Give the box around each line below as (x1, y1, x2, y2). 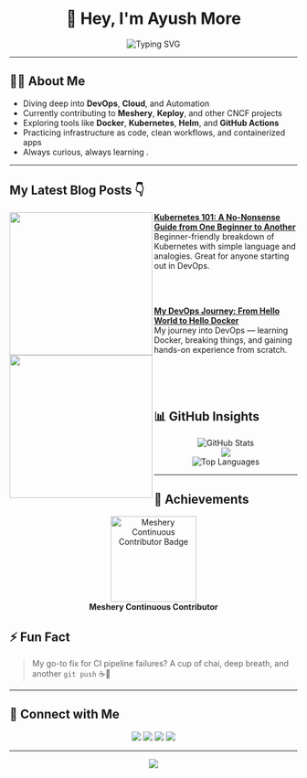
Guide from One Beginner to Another (153, 221, 296, 232)
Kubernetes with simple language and (153, 240, 297, 251)
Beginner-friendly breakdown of (153, 230, 275, 241)
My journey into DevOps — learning (153, 325, 289, 336)
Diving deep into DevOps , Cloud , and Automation (22, 98, 210, 109)
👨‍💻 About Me (9, 73, 86, 90)
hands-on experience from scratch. (153, 344, 288, 355)
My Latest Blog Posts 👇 (9, 183, 144, 198)
